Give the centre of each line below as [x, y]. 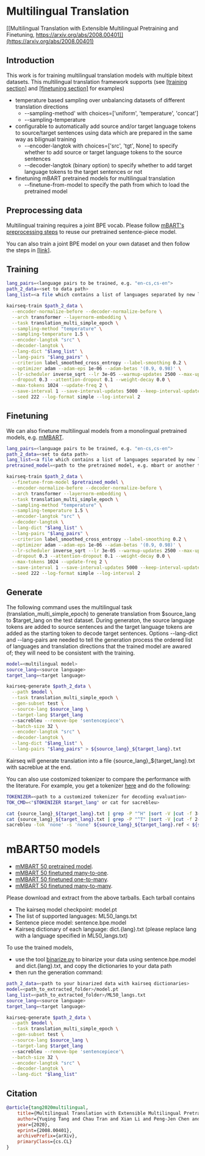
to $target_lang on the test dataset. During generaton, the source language [101, 620]
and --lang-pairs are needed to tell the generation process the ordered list [99, 640]
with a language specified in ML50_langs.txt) [71, 936]
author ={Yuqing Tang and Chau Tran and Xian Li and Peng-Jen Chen [103, 1119]
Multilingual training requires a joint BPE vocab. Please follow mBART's [95, 225]
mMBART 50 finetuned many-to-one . [62, 873]
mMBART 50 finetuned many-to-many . [64, 886]
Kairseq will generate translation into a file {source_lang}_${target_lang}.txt [101, 760]
